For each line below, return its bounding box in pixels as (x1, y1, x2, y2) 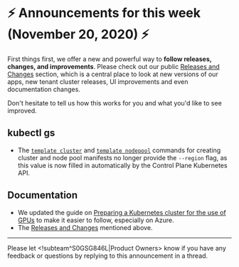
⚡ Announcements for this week (7, 5, 201, 21)
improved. (7, 106, 37, 115)
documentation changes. (7, 85, 80, 93)
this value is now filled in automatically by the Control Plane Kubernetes (17, 161, 228, 169)
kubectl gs (7, 127, 55, 139)
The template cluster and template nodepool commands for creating (17, 146, 221, 155)
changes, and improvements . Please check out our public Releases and (7, 62, 220, 70)
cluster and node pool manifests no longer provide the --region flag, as (17, 153, 228, 162)
